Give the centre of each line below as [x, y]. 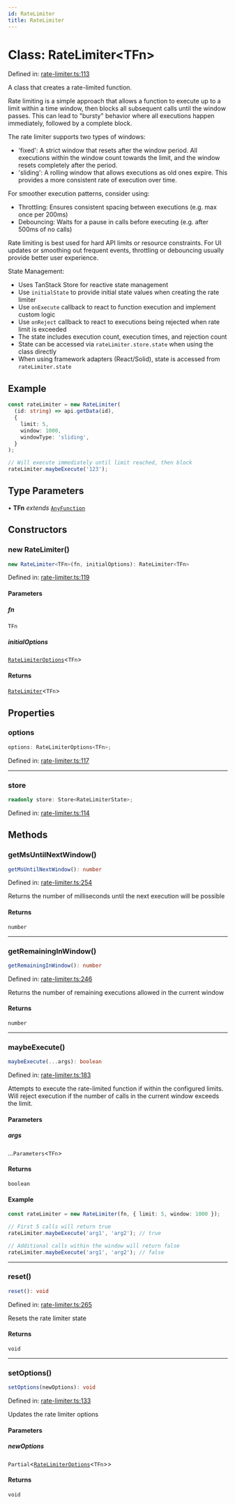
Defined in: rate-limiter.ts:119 [49, 578]
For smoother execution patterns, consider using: [79, 194]
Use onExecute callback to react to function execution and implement [117, 307]
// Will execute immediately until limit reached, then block [100, 463]
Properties [31, 713]
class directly [37, 352]
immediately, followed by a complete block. [70, 124]
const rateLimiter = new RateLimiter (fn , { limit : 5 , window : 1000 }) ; [114, 1214]
